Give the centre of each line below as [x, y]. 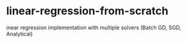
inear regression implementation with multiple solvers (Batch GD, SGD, [94, 27]
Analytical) [20, 33]
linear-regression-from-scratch [87, 11]
